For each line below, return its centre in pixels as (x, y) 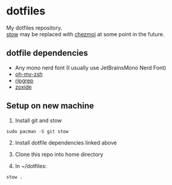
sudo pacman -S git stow (37, 131)
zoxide (23, 87)
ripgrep (24, 80)
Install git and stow (38, 120)
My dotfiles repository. (34, 28)
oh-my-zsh (29, 74)
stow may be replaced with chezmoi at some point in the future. (85, 34)
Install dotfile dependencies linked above (66, 142)
